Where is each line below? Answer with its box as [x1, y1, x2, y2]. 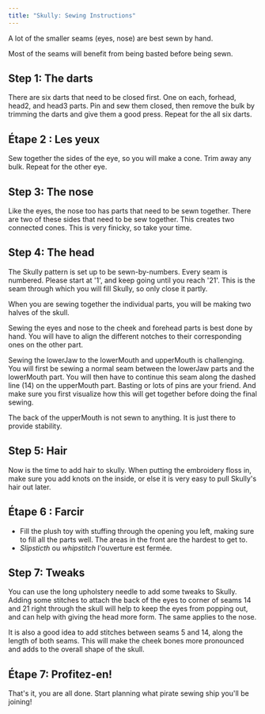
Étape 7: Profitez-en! [8, 667, 112, 681]
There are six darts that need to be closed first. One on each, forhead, [8, 93, 237, 102]
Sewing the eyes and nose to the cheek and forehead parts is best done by [8, 323, 253, 332]
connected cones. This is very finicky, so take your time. [8, 223, 192, 232]
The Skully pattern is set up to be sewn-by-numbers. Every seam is [8, 267, 228, 276]
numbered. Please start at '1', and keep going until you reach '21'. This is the [8, 275, 256, 285]
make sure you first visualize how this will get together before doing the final [8, 389, 257, 398]
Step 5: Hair [8, 444, 68, 458]
